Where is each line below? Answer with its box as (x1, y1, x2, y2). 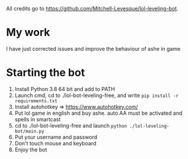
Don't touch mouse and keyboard (14, 139, 96, 147)
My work (6, 26, 50, 39)
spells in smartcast (14, 115, 61, 123)
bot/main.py (14, 128, 44, 134)
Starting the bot (6, 66, 85, 79)
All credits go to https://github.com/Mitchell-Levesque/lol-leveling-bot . (6, 5, 179, 12)
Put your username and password (14, 133, 98, 141)
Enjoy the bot (14, 146, 47, 153)
